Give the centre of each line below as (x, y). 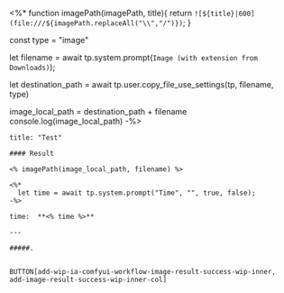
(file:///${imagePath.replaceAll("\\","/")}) (96, 23)
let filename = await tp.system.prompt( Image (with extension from (134, 57)
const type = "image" (49, 40)
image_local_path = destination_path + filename (98, 111)
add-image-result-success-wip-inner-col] (88, 279)
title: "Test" (36, 138)
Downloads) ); (32, 67)
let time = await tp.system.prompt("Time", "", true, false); (137, 193)
